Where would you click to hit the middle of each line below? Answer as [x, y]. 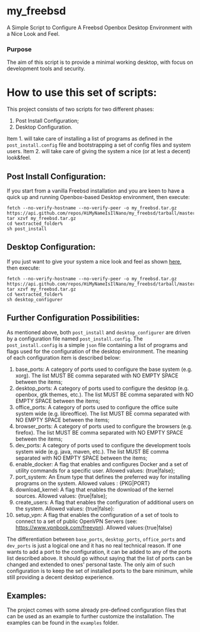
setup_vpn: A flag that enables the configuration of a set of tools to [97, 515]
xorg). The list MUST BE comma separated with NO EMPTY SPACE [97, 375]
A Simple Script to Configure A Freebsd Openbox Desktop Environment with [99, 27]
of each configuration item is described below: [64, 357]
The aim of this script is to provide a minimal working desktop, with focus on [100, 62]
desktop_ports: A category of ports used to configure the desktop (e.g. [102, 388]
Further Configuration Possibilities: [73, 318]
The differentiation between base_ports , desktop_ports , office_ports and [96, 539]
